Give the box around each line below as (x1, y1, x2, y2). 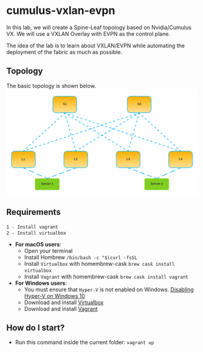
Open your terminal (24, 247, 73, 254)
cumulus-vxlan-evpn (6, 4, 115, 18)
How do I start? (6, 323, 65, 333)
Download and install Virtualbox (24, 299, 104, 306)
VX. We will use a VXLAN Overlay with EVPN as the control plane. (6, 30, 171, 37)
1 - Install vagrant (6, 224, 59, 230)
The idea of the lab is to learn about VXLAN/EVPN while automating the (6, 42, 185, 49)
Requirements (6, 207, 61, 217)
